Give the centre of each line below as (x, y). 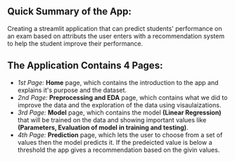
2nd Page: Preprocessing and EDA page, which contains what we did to (122, 97)
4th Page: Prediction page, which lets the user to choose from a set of (120, 135)
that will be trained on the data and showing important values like (112, 120)
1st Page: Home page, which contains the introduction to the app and (118, 82)
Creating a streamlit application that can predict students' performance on (115, 28)
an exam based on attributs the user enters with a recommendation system (116, 36)
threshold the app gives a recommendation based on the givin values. (119, 150)
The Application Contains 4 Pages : (85, 66)
